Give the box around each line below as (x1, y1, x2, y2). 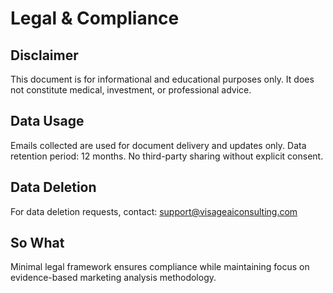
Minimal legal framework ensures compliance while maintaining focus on (10, 261, 310, 273)
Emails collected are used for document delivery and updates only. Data (10, 139, 307, 151)
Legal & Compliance (10, 7, 180, 30)
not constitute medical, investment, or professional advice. (10, 84, 252, 96)
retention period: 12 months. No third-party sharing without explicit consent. (10, 150, 324, 162)
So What (10, 235, 65, 252)
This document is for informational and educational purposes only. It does (10, 73, 315, 85)
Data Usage (10, 113, 85, 130)
